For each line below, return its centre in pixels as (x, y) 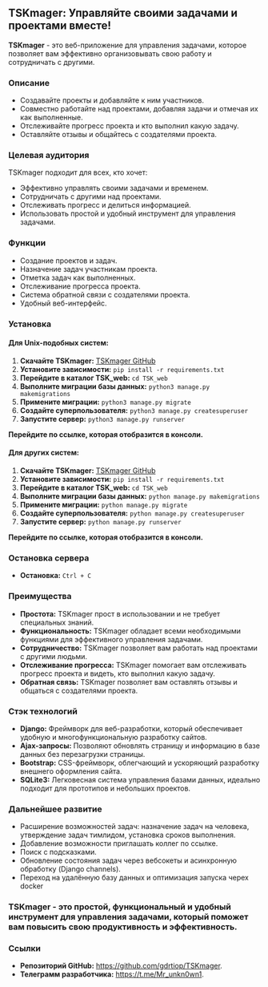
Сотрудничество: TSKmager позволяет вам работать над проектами (138, 648)
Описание (29, 83)
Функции (27, 243)
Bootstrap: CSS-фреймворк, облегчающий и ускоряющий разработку (140, 762)
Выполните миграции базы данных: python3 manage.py (115, 386)
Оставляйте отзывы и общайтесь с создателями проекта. (118, 135)
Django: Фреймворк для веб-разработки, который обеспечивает (131, 728)
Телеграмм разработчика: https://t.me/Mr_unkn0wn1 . (112, 974)
